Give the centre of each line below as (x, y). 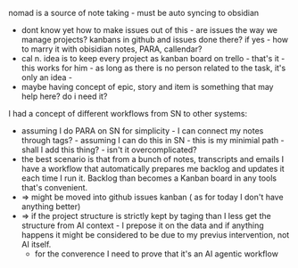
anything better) (51, 207)
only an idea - (47, 77)
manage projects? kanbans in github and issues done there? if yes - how (155, 40)
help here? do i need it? (64, 96)
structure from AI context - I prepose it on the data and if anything (142, 225)
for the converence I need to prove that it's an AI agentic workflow (156, 254)
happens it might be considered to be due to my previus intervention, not (155, 235)
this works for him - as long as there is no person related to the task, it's (153, 68)
